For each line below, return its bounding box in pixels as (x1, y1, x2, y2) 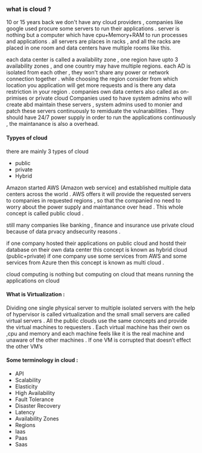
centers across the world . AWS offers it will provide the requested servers (6, 190, 191, 198)
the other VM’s (6, 342, 43, 350)
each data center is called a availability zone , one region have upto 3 (6, 56, 178, 64)
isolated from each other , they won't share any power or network (6, 69, 169, 76)
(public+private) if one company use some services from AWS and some (6, 252, 187, 259)
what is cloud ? (6, 5, 51, 13)
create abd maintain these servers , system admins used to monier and (6, 101, 183, 108)
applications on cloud (6, 277, 60, 284)
